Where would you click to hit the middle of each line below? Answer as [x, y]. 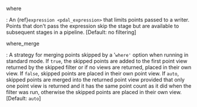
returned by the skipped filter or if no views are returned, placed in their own [99, 67]
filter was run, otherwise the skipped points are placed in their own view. [94, 92]
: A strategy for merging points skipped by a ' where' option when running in [97, 55]
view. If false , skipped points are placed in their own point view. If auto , [93, 73]
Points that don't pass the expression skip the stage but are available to [93, 26]
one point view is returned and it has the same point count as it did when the [99, 86]
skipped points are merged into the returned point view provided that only [96, 80]
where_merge [23, 44]
